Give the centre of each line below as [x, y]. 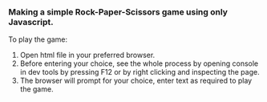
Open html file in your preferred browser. [87, 55]
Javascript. [31, 22]
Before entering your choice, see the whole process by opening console [139, 63]
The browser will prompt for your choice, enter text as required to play [136, 81]
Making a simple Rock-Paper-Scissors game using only [118, 12]
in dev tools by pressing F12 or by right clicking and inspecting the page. [140, 72]
